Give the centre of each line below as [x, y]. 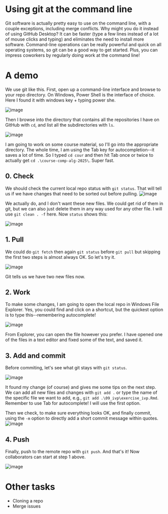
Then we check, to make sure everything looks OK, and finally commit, [78, 413]
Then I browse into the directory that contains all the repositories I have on [82, 120]
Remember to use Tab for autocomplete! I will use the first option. [73, 403]
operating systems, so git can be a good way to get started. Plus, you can [81, 50]
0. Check [20, 176]
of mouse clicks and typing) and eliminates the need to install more [75, 39]
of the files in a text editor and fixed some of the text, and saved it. [74, 340]
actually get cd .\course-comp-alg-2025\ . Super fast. [60, 160]
